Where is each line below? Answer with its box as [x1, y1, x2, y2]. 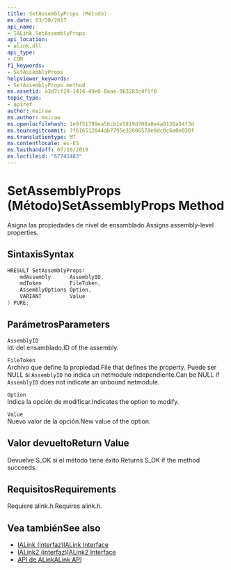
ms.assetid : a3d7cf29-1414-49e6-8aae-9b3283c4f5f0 [7, 88, 157, 95]
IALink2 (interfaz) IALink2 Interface [17, 548, 116, 557]
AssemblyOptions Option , [19, 287, 92, 294]
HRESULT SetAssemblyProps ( [7, 267, 86, 274]
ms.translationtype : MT [7, 133, 77, 140]
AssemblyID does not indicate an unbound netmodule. [7, 377, 160, 386]
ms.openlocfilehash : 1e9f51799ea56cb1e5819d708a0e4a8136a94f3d [7, 120, 195, 128]
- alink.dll [7, 43, 42, 50]
